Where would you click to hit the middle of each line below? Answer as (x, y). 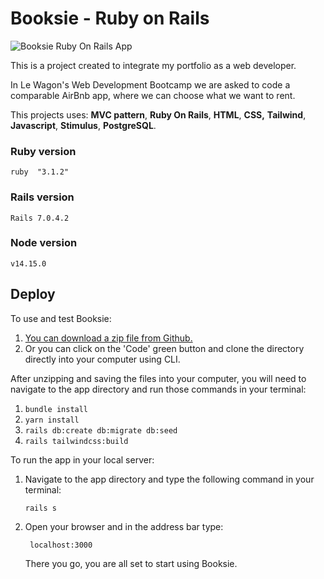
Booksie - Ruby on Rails (110, 18)
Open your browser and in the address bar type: (124, 526)
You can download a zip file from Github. (108, 338)
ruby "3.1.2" (40, 172)
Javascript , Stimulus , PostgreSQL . (83, 125)
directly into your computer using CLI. (102, 359)
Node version (44, 243)
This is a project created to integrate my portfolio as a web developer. (153, 65)
